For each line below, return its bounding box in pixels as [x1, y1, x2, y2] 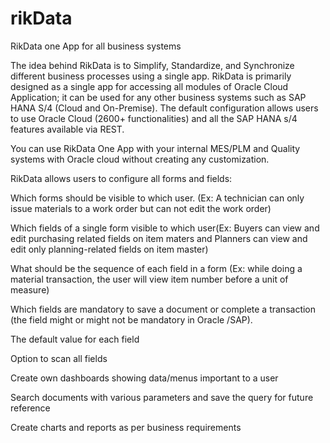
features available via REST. [10, 123, 125, 135]
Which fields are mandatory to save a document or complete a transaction [10, 303, 317, 315]
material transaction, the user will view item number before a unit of [10, 273, 289, 285]
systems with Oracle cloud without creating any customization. [10, 153, 270, 165]
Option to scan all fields [10, 352, 108, 364]
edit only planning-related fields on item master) [10, 243, 209, 255]
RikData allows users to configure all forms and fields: [10, 172, 233, 184]
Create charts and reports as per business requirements [10, 421, 242, 433]
